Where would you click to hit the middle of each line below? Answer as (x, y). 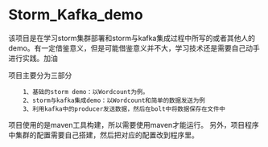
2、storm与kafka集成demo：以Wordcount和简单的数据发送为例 (114, 100)
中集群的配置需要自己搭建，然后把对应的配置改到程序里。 (103, 135)
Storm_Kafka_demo (76, 15)
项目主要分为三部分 (40, 75)
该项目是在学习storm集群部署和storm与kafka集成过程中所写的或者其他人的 (132, 38)
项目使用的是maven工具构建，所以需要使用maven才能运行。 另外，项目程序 (134, 125)
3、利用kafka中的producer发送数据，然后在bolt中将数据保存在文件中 (124, 109)
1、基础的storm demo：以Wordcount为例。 (86, 92)
